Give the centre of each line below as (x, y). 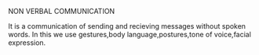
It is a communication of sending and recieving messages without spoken (127, 26)
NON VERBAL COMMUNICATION (62, 11)
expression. (27, 43)
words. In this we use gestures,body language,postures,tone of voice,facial (129, 34)
